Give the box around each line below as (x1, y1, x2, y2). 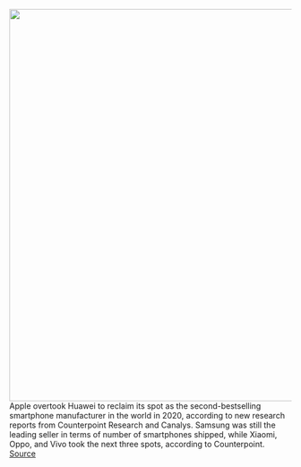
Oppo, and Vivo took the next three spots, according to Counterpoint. (9, 439, 265, 449)
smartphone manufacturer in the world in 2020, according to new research (9, 411, 285, 420)
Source (9, 448, 36, 459)
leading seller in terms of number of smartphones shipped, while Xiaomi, (9, 429, 278, 439)
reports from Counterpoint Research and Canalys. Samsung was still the (9, 419, 276, 430)
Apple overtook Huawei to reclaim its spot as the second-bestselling (9, 401, 262, 411)
